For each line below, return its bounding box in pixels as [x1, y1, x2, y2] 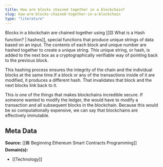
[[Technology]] [12, 156, 42, 162]
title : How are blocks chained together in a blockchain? [5, 7, 125, 12]
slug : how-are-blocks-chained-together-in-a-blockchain [5, 12, 121, 17]
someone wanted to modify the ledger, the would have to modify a [5, 97, 138, 103]
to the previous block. [5, 57, 49, 63]
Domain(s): [5, 147, 28, 153]
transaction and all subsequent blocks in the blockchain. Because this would [5, 102, 158, 108]
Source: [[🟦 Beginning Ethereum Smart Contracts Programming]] [5, 140, 137, 146]
